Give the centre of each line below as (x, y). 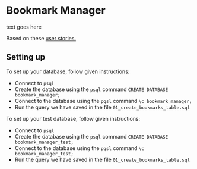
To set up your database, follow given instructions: (68, 71)
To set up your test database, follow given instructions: (73, 118)
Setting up (26, 57)
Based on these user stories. (41, 38)
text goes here (24, 27)
